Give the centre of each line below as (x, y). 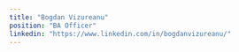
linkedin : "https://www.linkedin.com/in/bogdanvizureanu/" (120, 33)
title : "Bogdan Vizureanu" (59, 17)
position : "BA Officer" (53, 26)
